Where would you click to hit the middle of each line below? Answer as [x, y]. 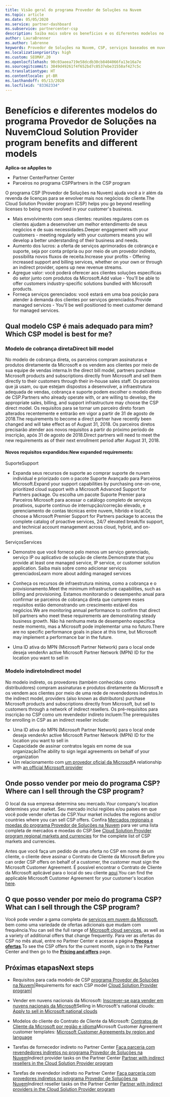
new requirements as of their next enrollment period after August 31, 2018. [83, 440]
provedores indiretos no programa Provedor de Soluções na [75, 1079]
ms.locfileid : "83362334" [32, 85]
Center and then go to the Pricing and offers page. [58, 952]
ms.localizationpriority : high [38, 52]
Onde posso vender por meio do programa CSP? [83, 783]
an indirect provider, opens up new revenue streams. [68, 267]
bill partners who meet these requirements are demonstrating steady [84, 616]
